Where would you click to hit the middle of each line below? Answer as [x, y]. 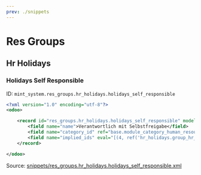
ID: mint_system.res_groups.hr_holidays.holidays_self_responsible [91, 93]
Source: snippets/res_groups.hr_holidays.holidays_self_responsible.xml [94, 165]
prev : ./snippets [28, 12]
